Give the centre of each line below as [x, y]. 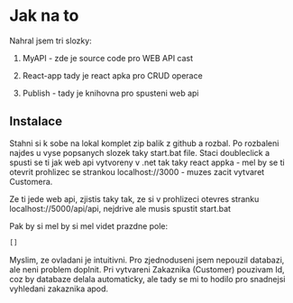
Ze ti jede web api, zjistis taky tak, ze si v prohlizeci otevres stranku [134, 198]
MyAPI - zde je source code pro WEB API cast [108, 58]
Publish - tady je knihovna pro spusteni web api [110, 93]
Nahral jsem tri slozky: [50, 41]
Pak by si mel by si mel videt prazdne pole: [89, 225]
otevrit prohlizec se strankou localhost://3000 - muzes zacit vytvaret [137, 171]
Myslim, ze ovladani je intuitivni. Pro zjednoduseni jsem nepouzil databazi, [147, 260]
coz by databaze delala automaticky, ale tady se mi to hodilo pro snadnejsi [147, 279]
